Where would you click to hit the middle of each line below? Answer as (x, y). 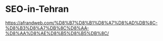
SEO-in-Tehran (37, 9)
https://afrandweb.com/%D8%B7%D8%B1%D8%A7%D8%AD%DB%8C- (82, 23)
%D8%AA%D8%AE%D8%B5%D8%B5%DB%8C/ (57, 33)
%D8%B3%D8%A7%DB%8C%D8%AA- (47, 28)
